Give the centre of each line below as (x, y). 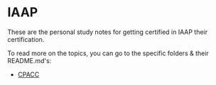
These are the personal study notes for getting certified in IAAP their (108, 32)
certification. (26, 39)
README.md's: (29, 60)
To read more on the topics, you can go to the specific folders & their (108, 53)
